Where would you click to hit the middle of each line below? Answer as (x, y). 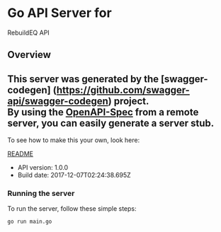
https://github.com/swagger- (123, 90)
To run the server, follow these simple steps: (72, 209)
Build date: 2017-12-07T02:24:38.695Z (74, 175)
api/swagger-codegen (58, 101)
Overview (29, 55)
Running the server (41, 194)
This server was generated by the (83, 79)
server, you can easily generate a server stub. (111, 123)
